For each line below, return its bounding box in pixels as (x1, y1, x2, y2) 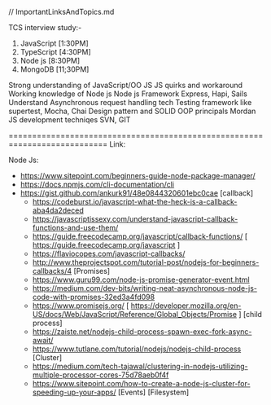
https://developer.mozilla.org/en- (130, 301, 242, 310)
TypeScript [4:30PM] (20, 47, 91, 56)
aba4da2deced (32, 205, 84, 215)
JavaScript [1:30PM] (20, 38, 89, 48)
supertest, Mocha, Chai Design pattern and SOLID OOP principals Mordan (8, 106, 256, 116)
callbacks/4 (32, 266, 72, 275)
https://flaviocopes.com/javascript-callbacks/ (32, 249, 186, 258)
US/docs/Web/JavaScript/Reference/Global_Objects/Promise (32, 310, 238, 319)
